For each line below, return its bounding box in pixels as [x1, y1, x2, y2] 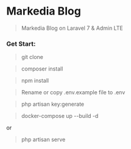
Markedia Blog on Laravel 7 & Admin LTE [21, 24, 123, 32]
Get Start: [6, 40, 36, 48]
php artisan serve [21, 136, 66, 144]
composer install [21, 65, 63, 72]
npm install [21, 77, 49, 85]
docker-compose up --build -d [21, 113, 99, 120]
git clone [21, 54, 44, 61]
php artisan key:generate [21, 100, 85, 108]
